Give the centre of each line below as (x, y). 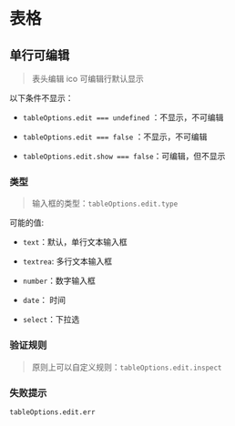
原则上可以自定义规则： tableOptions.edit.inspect (127, 367)
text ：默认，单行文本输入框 (75, 242)
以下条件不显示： (41, 98)
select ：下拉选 (51, 319)
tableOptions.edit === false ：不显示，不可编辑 (115, 137)
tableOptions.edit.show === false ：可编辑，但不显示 (124, 156)
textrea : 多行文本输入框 (67, 261)
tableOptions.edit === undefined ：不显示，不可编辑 (123, 117)
